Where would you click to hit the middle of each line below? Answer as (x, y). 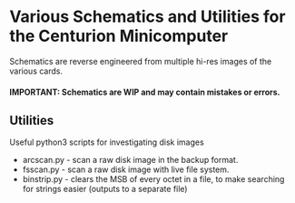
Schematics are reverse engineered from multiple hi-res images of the (141, 61)
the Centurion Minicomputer (119, 36)
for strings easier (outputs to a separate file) (105, 189)
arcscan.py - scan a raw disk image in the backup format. (130, 160)
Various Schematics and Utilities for (147, 17)
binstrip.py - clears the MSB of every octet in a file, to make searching (153, 179)
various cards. (36, 71)
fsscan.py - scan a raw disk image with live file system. (126, 169)
